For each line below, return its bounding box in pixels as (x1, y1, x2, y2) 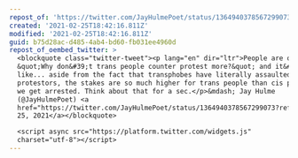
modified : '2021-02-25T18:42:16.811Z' (9, 29, 153, 38)
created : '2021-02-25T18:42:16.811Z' (9, 21, 149, 30)
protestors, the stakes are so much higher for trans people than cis (17, 79, 284, 87)
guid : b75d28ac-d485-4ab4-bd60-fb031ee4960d (9, 37, 176, 47)
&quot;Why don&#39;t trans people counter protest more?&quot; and (17, 63, 272, 71)
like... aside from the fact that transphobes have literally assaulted (17, 71, 292, 79)
